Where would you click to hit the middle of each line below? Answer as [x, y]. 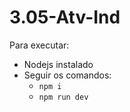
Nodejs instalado [58, 64]
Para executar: [39, 45]
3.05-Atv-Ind [65, 17]
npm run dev [63, 97]
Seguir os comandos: [67, 75]
